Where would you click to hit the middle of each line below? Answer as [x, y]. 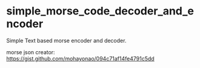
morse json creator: [31, 52]
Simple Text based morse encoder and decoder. [66, 40]
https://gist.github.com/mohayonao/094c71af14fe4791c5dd [80, 58]
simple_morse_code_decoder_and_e [100, 11]
